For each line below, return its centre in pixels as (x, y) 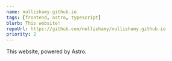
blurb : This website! (33, 23)
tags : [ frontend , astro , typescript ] (54, 18)
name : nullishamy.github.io (42, 12)
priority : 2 (21, 34)
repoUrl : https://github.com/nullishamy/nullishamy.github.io (86, 29)
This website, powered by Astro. (46, 51)
